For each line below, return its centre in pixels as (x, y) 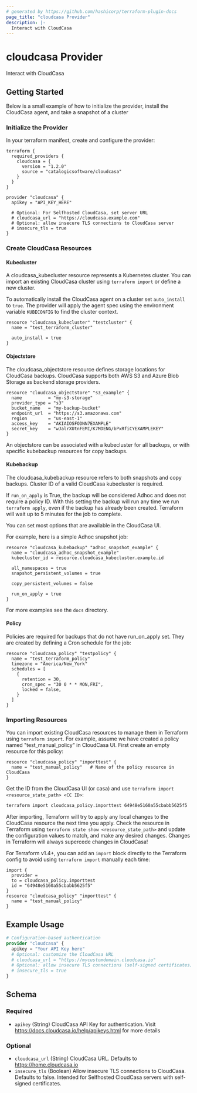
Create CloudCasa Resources (49, 248)
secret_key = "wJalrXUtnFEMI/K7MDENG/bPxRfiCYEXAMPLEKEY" (88, 428)
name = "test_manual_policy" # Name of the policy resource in (93, 768)
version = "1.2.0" (44, 167)
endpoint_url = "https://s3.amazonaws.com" (67, 413)
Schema (21, 994)
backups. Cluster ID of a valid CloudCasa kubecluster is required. (85, 484)
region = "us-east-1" (47, 418)
